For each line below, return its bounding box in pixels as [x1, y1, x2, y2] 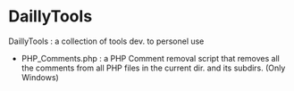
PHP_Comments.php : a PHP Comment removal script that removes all [21, 53, 281, 63]
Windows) [21, 71, 59, 82]
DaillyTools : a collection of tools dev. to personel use [8, 36, 205, 46]
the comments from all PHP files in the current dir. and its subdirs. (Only [21, 62, 286, 73]
